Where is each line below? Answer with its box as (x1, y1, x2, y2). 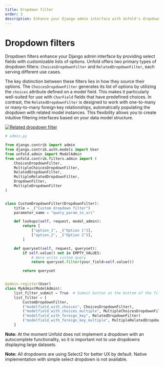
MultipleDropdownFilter (14, 184, 62, 189)
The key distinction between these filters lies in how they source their (5, 79, 145, 85)
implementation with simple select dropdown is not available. (5, 356, 128, 362)
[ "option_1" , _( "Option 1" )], (31, 228, 93, 233)
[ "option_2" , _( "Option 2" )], (31, 233, 93, 237)
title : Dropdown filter (5, 7, 54, 12)
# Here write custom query (31, 255, 86, 260)
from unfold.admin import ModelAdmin (5, 151, 82, 156)
